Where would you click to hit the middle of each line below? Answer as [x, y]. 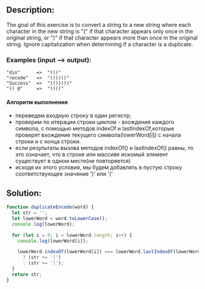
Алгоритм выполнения [37, 102]
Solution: [24, 193]
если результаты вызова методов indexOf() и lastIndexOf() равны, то [104, 148]
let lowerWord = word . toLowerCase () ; [60, 218]
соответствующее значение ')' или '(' [64, 174]
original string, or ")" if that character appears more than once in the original [102, 37]
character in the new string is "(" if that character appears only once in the [100, 31]
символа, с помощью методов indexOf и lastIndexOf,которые [95, 129]
